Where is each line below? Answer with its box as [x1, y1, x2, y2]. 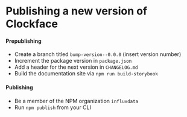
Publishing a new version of [5, 4, 148, 18]
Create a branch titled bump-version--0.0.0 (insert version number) [14, 51, 182, 58]
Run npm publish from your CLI [14, 104, 92, 111]
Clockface [5, 17, 59, 31]
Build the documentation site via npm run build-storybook [14, 70, 158, 77]
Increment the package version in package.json [14, 57, 132, 65]
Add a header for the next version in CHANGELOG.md [14, 63, 138, 71]
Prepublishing [5, 37, 42, 45]
